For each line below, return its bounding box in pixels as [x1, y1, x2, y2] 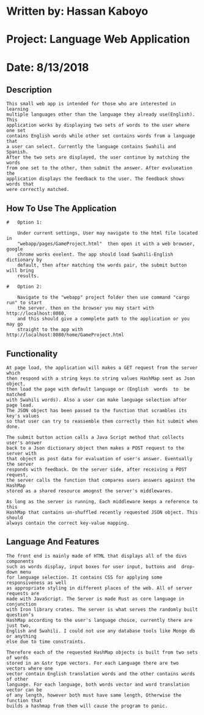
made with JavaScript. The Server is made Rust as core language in [6, 596, 184, 602]
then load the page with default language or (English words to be [6, 386, 190, 392]
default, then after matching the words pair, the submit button [17, 262, 188, 269]
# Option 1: [6, 219, 43, 226]
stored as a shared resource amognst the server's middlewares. [6, 488, 173, 494]
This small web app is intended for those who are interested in [6, 101, 176, 107]
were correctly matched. [6, 187, 70, 193]
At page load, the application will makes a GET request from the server [6, 365, 199, 371]
